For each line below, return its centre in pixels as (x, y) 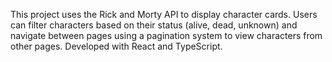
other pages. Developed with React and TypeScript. (116, 46)
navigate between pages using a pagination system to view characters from (166, 35)
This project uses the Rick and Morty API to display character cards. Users (164, 14)
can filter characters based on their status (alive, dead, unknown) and (154, 25)
